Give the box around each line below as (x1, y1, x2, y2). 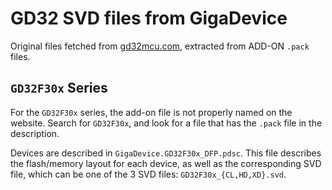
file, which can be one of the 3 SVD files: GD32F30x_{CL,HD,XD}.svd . (10, 168, 287, 180)
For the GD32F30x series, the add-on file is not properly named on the (10, 106, 293, 118)
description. (10, 127, 60, 139)
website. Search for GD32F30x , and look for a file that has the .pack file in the (10, 117, 323, 129)
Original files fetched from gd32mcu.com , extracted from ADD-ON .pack (10, 40, 310, 52)
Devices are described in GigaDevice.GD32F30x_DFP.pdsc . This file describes (10, 147, 322, 159)
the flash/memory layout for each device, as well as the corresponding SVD (10, 157, 322, 169)
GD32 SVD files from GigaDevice (10, 7, 288, 30)
